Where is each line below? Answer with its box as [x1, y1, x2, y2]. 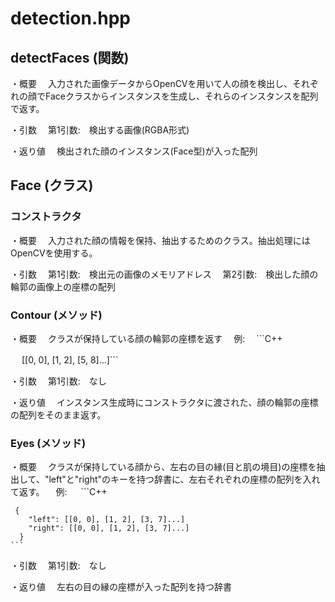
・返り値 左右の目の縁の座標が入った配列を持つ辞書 [10, 581, 232, 593]
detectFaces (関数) [10, 49, 130, 66]
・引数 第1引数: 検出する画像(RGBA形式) [10, 124, 190, 136]
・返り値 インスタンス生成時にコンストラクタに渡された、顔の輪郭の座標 [10, 396, 319, 408]
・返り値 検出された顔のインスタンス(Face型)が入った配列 [10, 145, 258, 157]
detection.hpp [10, 7, 131, 30]
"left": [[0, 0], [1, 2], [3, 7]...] [28, 515, 186, 525]
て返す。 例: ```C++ [10, 486, 108, 498]
